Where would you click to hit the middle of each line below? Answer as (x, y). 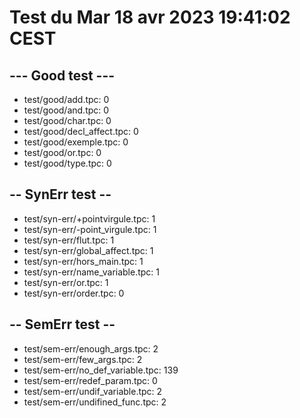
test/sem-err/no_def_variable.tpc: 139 (101, 370)
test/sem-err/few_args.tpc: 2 (83, 359)
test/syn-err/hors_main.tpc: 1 (83, 261)
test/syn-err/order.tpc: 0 (74, 293)
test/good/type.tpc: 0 (67, 163)
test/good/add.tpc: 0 (66, 99)
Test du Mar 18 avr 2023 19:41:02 (150, 17)
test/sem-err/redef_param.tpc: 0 (90, 380)
